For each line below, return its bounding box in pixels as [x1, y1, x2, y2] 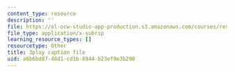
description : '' [7, 17, 54, 24]
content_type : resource [7, 10, 77, 17]
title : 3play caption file [7, 49, 86, 56]
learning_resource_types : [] [7, 36, 92, 43]
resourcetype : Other [7, 42, 68, 49]
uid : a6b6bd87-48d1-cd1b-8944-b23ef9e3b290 [7, 56, 136, 63]
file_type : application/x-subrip [7, 29, 104, 37]
